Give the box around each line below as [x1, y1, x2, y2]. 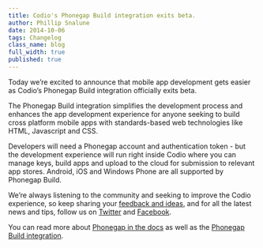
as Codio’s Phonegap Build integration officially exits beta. [8, 85, 197, 95]
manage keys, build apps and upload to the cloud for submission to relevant [8, 158, 255, 167]
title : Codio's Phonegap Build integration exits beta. [8, 11, 196, 20]
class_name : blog [8, 41, 66, 49]
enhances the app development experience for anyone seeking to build [8, 109, 240, 118]
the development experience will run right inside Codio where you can [8, 149, 237, 159]
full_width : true [8, 48, 66, 56]
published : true [8, 56, 62, 64]
